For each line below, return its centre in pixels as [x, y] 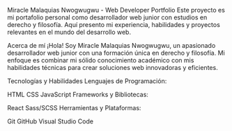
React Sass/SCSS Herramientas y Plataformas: [74, 108]
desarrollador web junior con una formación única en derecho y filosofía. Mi [116, 53]
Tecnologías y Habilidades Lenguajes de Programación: [87, 81]
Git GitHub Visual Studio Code [51, 121]
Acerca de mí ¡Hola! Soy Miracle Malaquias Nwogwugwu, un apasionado [111, 45]
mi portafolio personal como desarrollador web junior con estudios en [107, 17]
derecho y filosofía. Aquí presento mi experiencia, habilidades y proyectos [114, 25]
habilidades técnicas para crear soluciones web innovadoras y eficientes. [113, 68]
